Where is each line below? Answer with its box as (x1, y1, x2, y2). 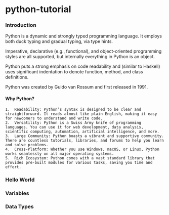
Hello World (5, 176, 35, 183)
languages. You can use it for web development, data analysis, (5, 124, 144, 130)
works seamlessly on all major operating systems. (5, 151, 114, 156)
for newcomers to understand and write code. (5, 115, 103, 121)
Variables (5, 190, 29, 197)
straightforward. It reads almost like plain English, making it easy (5, 111, 157, 116)
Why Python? (5, 96, 34, 102)
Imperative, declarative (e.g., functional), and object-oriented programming (5, 48, 162, 54)
